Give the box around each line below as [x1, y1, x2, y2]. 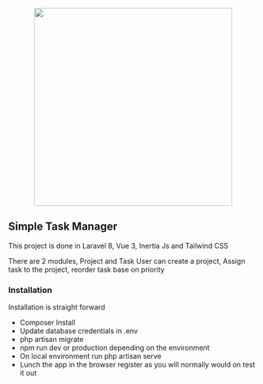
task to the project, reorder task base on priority [8, 264, 165, 274]
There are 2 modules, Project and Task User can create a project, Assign [8, 256, 246, 265]
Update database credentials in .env [19, 326, 139, 336]
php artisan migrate [19, 335, 84, 344]
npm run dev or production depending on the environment [19, 343, 210, 352]
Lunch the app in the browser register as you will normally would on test [19, 360, 256, 370]
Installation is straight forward [8, 302, 105, 312]
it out [19, 368, 37, 378]
